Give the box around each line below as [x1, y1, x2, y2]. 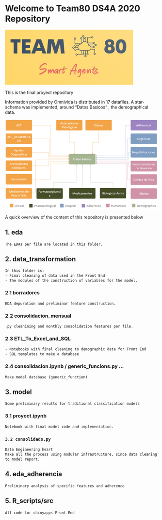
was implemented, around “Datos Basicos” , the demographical [21, 104, 149, 110]
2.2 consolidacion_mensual [5, 312, 72, 319]
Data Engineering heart [5, 447, 53, 452]
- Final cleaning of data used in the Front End [5, 273, 105, 278]
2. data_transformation [5, 255, 76, 263]
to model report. [5, 457, 40, 462]
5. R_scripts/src [5, 497, 54, 505]
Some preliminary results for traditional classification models [5, 401, 140, 406]
